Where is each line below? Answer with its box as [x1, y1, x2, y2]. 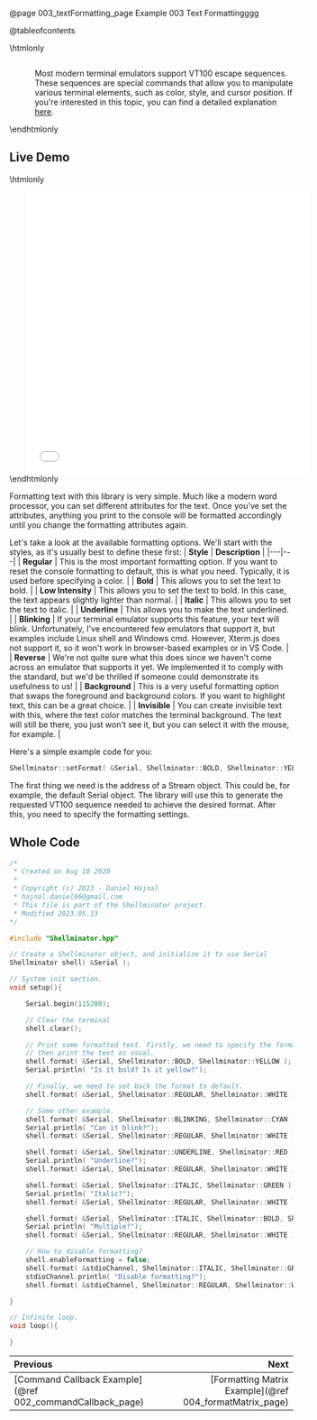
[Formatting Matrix [210, 1373, 289, 1386]
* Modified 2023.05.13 [13, 908, 99, 918]
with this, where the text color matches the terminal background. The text [9, 709, 282, 720]
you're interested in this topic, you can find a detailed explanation [34, 97, 277, 107]
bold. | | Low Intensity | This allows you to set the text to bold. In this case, [9, 585, 286, 595]
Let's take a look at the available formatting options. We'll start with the [9, 537, 273, 548]
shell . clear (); [25, 1024, 83, 1033]
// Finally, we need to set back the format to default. [25, 1082, 244, 1091]
